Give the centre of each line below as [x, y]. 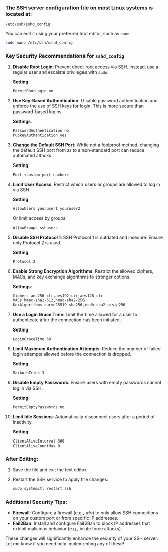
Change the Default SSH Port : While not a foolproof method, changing [86, 145]
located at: [19, 14]
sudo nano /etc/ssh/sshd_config [39, 43]
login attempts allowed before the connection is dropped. [72, 354]
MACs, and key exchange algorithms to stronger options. [71, 277]
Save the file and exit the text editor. [50, 470]
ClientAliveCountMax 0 [36, 446]
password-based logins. [37, 112]
